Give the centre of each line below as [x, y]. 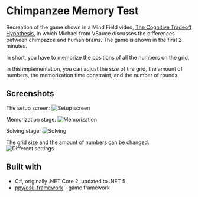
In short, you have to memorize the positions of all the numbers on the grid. [98, 57]
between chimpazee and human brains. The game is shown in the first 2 [94, 40]
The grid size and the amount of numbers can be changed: [78, 142]
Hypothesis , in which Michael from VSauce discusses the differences [91, 33]
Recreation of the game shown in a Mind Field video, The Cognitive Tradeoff [99, 27]
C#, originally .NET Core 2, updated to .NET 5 [70, 181]
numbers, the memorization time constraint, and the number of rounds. [92, 75]
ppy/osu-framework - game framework [62, 188]
